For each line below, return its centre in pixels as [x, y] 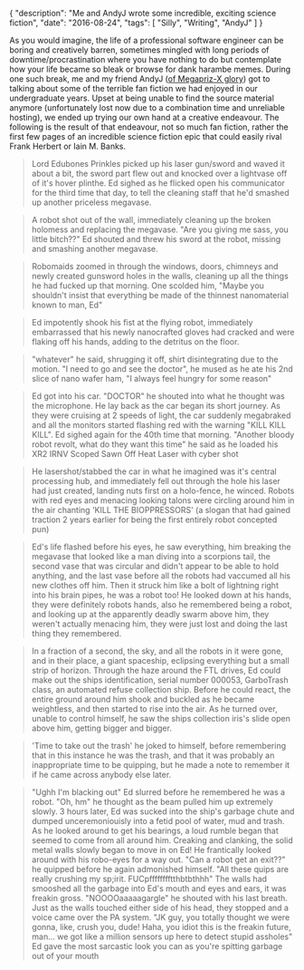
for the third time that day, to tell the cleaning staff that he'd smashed [160, 193]
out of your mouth [65, 956]
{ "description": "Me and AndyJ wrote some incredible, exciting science [143, 13]
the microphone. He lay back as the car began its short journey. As [156, 406]
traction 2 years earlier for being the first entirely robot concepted [154, 519]
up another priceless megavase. [91, 202]
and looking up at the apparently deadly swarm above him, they [150, 614]
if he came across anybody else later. [101, 775]
